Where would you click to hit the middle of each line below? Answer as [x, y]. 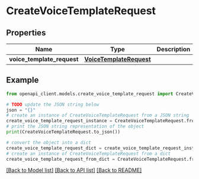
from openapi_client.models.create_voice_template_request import [90, 94]
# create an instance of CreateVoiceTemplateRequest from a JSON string [98, 115]
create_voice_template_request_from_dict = [61, 159]
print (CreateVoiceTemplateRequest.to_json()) [63, 132]
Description [174, 49]
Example [23, 80]
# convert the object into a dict [49, 142]
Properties [26, 33]
